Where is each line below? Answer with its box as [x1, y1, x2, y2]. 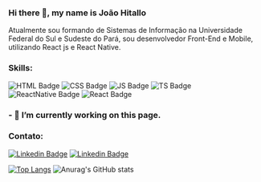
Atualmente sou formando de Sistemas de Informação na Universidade [8, 26, 243, 35]
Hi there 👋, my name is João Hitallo [8, 7, 147, 18]
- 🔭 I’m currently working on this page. [8, 109, 161, 120]
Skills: [8, 63, 34, 74]
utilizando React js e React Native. [8, 42, 121, 52]
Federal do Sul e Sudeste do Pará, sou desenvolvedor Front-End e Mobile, [8, 34, 254, 43]
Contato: [8, 131, 44, 142]
